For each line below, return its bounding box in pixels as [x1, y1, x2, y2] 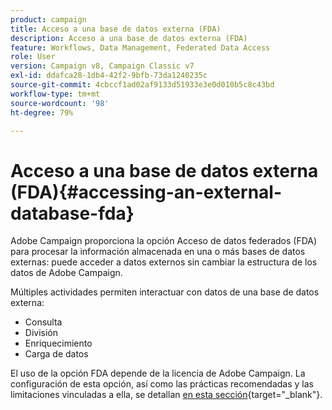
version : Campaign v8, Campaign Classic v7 [10, 61, 195, 71]
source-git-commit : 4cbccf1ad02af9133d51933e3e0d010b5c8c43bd [10, 80, 275, 90]
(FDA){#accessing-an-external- [10, 181, 283, 203]
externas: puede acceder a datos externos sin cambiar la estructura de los [10, 256, 318, 268]
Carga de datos [24, 348, 89, 360]
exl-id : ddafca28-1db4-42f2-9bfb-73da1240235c [10, 71, 208, 81]
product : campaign [10, 14, 87, 25]
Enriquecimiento [24, 337, 93, 350]
